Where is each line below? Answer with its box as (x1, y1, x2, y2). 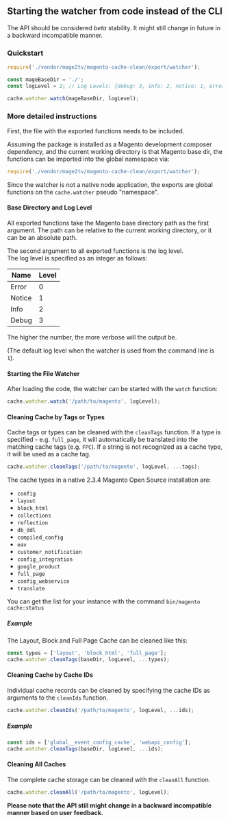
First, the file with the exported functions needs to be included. (7, 126, 185, 135)
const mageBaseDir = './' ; (7, 76, 84, 83)
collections (16, 512, 51, 520)
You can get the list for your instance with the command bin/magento (7, 597, 201, 606)
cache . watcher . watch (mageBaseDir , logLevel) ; (7, 95, 139, 102)
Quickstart (7, 48, 44, 58)
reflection (16, 520, 49, 526)
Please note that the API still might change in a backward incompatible (7, 801, 212, 810)
